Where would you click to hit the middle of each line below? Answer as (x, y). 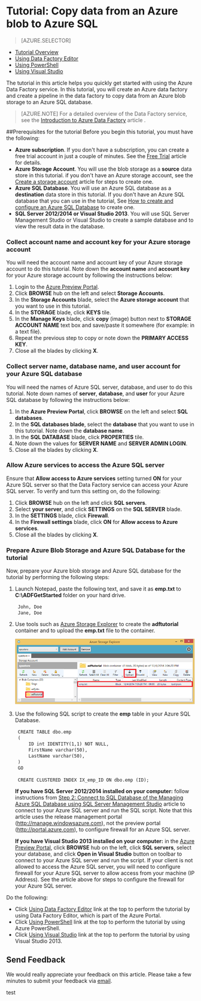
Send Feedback (36, 960)
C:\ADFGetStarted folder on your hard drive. (70, 595)
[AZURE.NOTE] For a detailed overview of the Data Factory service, (104, 114)
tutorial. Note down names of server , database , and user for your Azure (95, 393)
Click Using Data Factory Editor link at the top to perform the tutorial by (102, 909)
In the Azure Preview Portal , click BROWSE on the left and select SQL (101, 411)
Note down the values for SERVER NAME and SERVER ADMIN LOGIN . (101, 443)
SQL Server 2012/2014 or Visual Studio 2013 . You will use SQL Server (102, 213)
